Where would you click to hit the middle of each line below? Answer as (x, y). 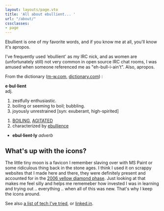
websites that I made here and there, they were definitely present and (75, 173)
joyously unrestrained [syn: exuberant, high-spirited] (65, 111)
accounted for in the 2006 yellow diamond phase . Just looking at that (75, 178)
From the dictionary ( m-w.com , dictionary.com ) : (54, 77)
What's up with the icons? (46, 151)
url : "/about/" (21, 19)
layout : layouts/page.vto (31, 10)
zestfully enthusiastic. (34, 101)
